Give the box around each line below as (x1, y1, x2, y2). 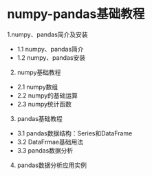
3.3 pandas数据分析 (17, 146, 74, 155)
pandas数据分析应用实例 (17, 161, 87, 169)
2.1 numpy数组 (17, 82, 58, 91)
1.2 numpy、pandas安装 (17, 53, 86, 62)
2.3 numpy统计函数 (17, 100, 72, 108)
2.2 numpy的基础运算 (17, 91, 78, 100)
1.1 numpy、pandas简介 (17, 45, 84, 53)
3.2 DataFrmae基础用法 (17, 137, 84, 146)
